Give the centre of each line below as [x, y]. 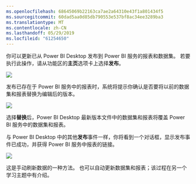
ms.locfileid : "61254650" [37, 39]
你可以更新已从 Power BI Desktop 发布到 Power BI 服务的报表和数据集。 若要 [98, 56]
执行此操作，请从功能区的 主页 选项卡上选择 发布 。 [65, 63]
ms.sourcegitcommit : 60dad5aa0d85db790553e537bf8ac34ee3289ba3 [85, 17]
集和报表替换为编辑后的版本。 [42, 94]
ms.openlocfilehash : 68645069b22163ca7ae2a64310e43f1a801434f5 [85, 11]
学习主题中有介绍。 [29, 175]
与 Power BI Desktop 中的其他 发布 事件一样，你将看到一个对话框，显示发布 [96, 137]
